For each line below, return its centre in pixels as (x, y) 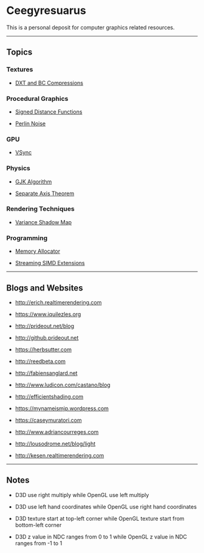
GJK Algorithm (33, 181)
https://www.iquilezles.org (48, 314)
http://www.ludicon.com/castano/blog (63, 385)
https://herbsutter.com (43, 349)
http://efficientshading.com (49, 396)
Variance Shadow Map (43, 222)
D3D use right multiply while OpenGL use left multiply (82, 495)
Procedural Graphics (37, 98)
